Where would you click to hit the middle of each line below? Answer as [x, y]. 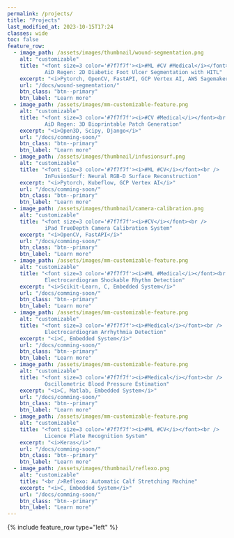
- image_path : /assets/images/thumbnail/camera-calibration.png [109, 209]
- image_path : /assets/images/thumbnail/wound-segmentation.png [109, 53]
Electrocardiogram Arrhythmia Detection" [106, 332]
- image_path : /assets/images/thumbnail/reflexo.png [92, 469]
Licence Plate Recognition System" [96, 436]
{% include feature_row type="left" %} [63, 528]
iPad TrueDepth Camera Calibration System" [108, 228]
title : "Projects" [34, 20]
